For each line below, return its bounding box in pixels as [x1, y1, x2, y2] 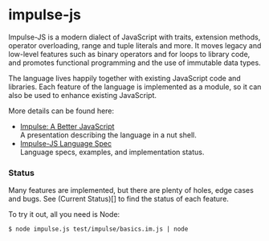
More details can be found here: [8, 106, 115, 116]
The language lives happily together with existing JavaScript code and [8, 73, 241, 83]
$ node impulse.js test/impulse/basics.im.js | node [8, 225, 189, 234]
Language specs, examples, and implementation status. [19, 147, 205, 157]
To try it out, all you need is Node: [8, 210, 120, 219]
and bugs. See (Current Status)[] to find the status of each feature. [8, 194, 229, 204]
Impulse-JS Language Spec [19, 138, 112, 148]
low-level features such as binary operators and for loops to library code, [8, 49, 251, 59]
